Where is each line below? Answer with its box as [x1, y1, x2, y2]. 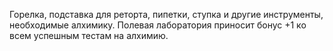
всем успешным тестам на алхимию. [9, 30, 169, 41]
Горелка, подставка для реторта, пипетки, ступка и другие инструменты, [9, 9, 324, 20]
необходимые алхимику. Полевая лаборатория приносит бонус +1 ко [9, 19, 307, 31]
